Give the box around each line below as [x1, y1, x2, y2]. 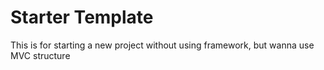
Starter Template [10, 6, 154, 29]
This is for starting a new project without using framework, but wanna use [10, 39, 315, 51]
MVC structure [10, 49, 71, 61]
